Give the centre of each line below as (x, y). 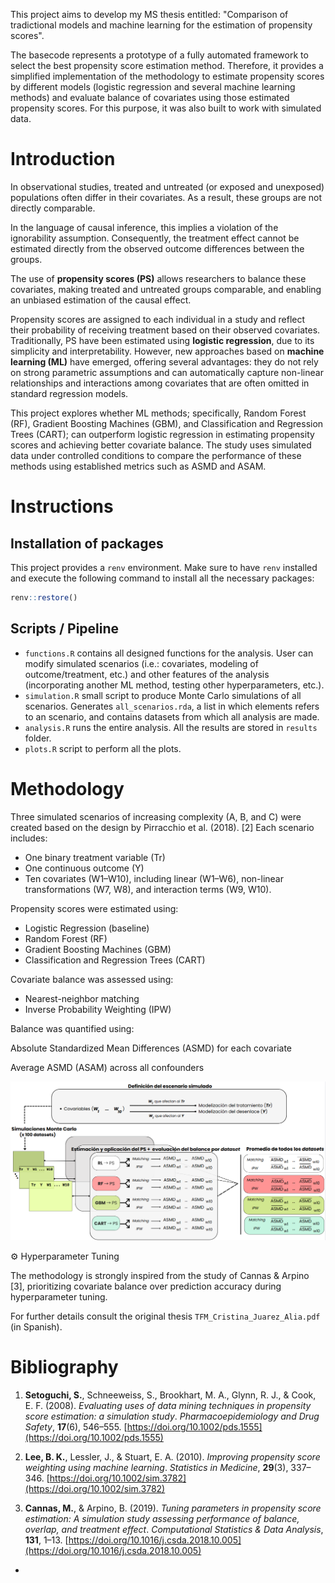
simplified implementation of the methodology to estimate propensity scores (167, 76)
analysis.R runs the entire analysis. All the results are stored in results (171, 727)
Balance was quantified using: (72, 1028)
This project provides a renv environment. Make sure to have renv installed (164, 567)
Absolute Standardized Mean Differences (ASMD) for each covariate (151, 1048)
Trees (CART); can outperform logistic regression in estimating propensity (162, 434)
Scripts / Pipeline (65, 629)
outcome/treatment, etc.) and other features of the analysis (147, 674)
